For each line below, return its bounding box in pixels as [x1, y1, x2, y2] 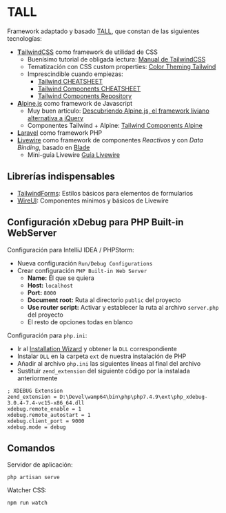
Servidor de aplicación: [7, 460, 74, 469]
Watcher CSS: [7, 486, 47, 494]
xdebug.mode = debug [7, 423, 67, 431]
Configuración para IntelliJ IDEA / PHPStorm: [7, 245, 134, 254]
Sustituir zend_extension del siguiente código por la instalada [17, 366, 191, 375]
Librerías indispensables [7, 171, 116, 183]
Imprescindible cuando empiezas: [27, 70, 124, 78]
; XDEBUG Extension [7, 387, 63, 394]
